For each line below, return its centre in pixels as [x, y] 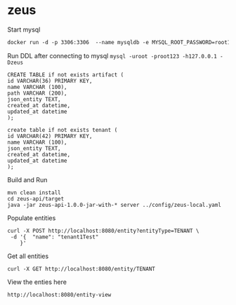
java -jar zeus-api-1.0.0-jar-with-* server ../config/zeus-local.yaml [114, 205]
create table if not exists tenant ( [63, 130]
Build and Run [27, 179]
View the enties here [37, 282]
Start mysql [24, 29]
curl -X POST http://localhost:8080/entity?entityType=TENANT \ [103, 231]
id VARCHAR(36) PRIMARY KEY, [50, 81]
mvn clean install [34, 192]
